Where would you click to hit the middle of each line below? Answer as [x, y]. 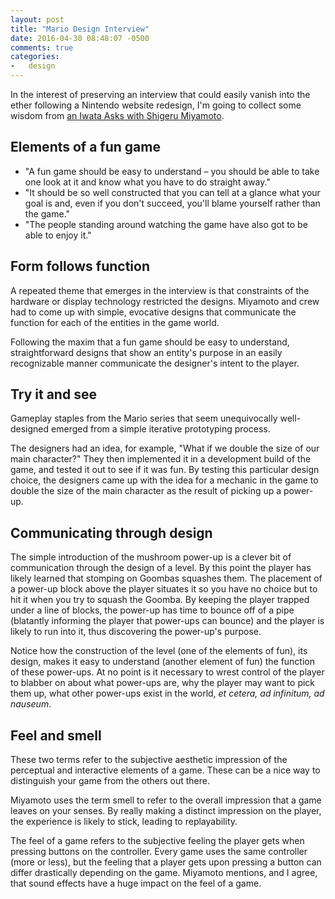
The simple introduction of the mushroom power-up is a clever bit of [151, 557]
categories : [35, 57]
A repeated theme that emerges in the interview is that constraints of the [160, 290]
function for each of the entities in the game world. [115, 322]
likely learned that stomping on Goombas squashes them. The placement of [166, 578]
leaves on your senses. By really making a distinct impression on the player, [166, 811]
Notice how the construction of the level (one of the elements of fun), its [159, 651]
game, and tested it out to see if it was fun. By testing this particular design [165, 470]
